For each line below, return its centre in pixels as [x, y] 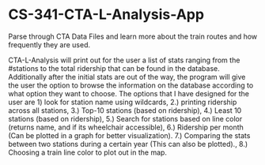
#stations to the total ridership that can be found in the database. [114, 68]
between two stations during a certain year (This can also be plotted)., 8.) [128, 144]
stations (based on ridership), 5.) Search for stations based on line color [125, 118]
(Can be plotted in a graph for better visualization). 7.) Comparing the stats [129, 135]
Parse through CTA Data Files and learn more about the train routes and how [133, 36]
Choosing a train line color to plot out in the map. [88, 152]
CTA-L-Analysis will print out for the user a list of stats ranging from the [124, 60]
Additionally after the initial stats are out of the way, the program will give [127, 77]
